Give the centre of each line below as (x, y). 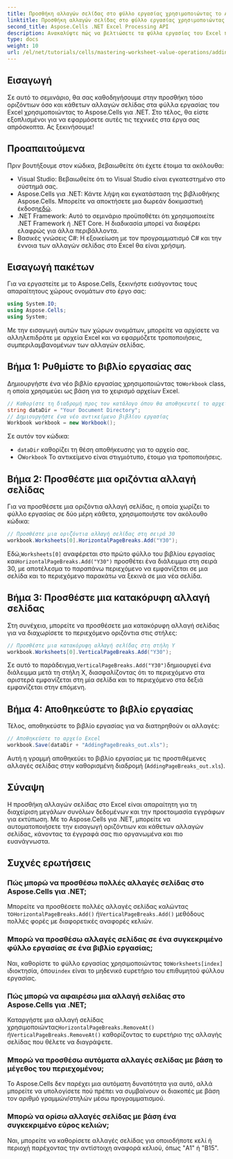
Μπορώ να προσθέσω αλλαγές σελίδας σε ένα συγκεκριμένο (115, 939)
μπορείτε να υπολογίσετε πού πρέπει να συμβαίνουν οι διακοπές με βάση (114, 1091)
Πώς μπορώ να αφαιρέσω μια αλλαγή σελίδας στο (96, 996)
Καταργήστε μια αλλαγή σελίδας (55, 1020)
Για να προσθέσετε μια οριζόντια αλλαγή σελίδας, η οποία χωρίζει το (109, 507)
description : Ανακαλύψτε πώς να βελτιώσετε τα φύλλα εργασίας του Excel (114, 33)
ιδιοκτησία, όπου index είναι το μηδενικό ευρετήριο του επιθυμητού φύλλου (116, 971)
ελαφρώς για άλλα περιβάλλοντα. (68, 231)
